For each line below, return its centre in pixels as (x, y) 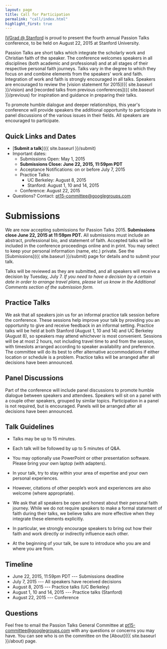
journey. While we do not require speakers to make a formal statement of (87, 508)
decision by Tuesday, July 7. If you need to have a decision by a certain (79, 276)
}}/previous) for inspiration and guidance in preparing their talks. (71, 95)
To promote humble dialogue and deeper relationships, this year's (73, 105)
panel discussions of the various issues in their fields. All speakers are (77, 116)
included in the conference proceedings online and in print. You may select (82, 246)
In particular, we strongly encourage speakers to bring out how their (82, 528)
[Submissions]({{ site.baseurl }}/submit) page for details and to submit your (83, 256)
